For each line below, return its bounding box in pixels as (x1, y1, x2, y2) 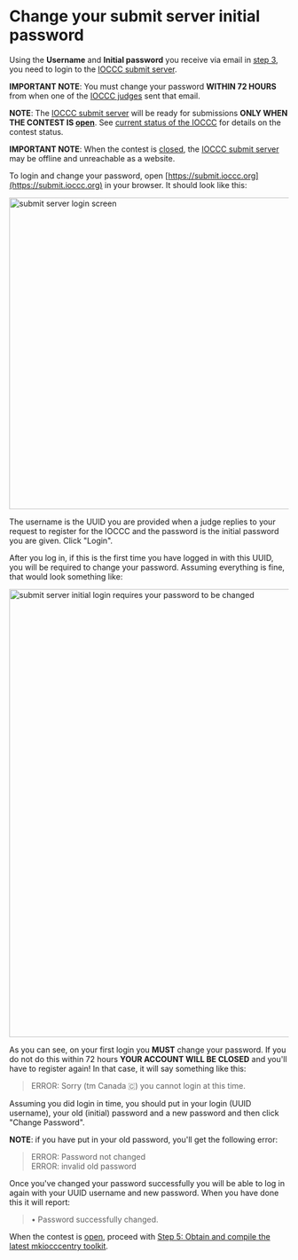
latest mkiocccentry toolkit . (9, 1240, 109, 1251)
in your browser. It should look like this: (105, 179, 247, 190)
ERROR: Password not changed (30, 1151, 146, 1162)
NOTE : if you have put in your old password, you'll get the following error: (9, 1134, 278, 1145)
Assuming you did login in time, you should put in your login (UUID (9, 1098, 252, 1108)
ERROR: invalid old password (30, 1161, 137, 1171)
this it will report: (9, 1196, 71, 1208)
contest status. (9, 126, 64, 137)
